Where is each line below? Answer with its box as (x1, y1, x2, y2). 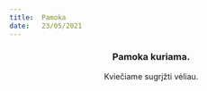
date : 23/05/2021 (9, 21, 83, 30)
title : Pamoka (9, 12, 67, 22)
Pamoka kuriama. (112, 51, 191, 63)
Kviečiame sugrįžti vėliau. (103, 70, 199, 81)
